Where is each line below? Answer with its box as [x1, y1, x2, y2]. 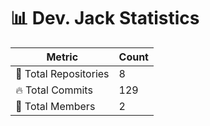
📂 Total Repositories [15, 66, 110, 80]
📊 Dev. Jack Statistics [10, 7, 200, 30]
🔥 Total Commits [15, 83, 93, 97]
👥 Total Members [15, 99, 96, 113]
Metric [46, 50, 79, 64]
